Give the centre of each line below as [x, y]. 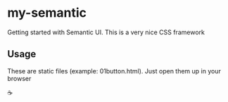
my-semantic [47, 13]
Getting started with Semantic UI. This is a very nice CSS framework [106, 32]
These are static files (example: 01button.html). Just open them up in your [114, 71]
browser [19, 78]
